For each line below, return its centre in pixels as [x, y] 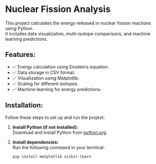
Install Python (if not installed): [45, 127]
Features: [20, 55]
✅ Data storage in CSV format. [44, 72]
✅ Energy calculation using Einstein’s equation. [61, 66]
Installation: [24, 105]
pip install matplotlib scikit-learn [52, 156]
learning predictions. [26, 39]
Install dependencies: [35, 142]
